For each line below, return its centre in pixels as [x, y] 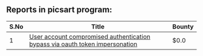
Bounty [183, 26]
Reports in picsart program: [60, 10]
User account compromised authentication [90, 36]
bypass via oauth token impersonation [83, 44]
